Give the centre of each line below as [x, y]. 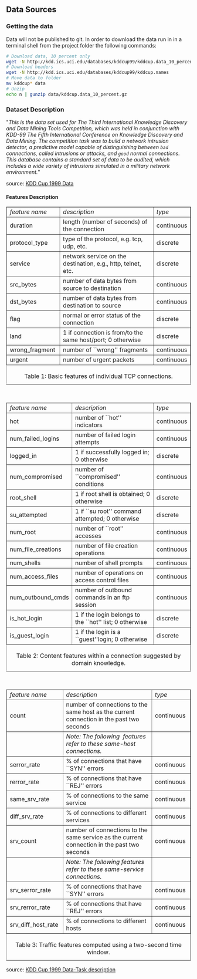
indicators [89, 425]
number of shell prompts [109, 563]
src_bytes [23, 285]
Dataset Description [35, 109]
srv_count [23, 841]
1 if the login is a [98, 632]
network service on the [95, 256]
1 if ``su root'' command [108, 511]
